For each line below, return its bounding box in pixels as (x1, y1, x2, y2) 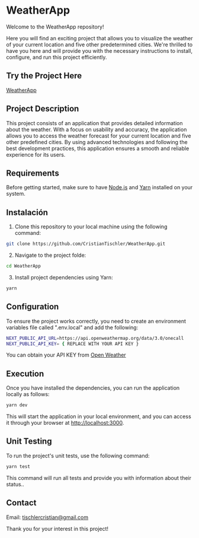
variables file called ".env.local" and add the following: (6, 324, 139, 331)
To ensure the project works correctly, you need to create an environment (6, 317, 187, 324)
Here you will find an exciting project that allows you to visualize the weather (6, 34, 193, 42)
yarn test (6, 463, 31, 469)
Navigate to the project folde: (14, 252, 86, 259)
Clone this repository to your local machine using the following (14, 223, 168, 230)
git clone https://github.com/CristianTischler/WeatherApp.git (6, 241, 166, 247)
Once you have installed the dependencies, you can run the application (6, 384, 180, 391)
